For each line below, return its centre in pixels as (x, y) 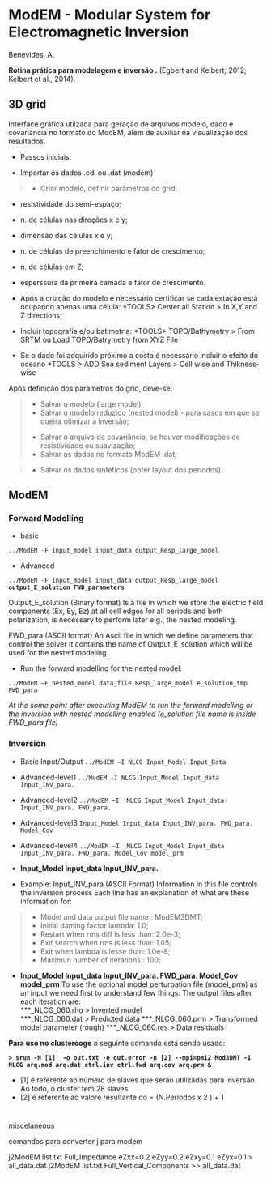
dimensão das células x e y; (66, 235)
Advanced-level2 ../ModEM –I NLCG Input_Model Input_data (122, 800)
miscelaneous (32, 1125)
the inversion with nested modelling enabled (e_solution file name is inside (132, 714)
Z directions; (41, 315)
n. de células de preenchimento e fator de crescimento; (112, 251)
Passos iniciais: (46, 156)
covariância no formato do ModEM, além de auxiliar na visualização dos (128, 132)
